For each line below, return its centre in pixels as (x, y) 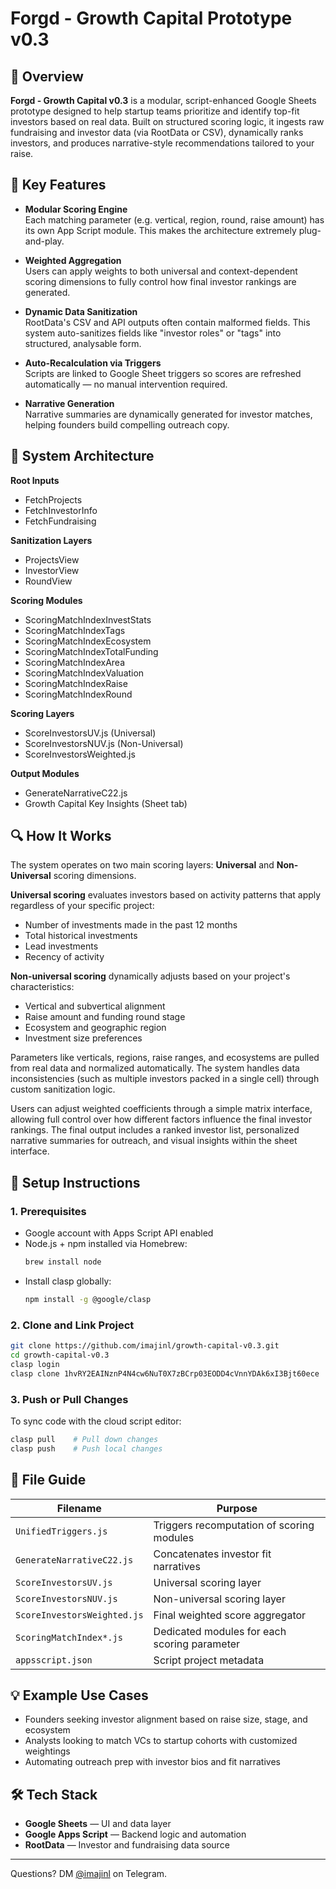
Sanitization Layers (51, 540)
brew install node (63, 1262)
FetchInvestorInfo (61, 510)
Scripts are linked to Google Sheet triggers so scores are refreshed (163, 373)
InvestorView (52, 570)
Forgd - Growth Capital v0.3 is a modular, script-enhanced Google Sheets (163, 100)
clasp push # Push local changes (86, 1448)
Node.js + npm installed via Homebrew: (106, 1244)
